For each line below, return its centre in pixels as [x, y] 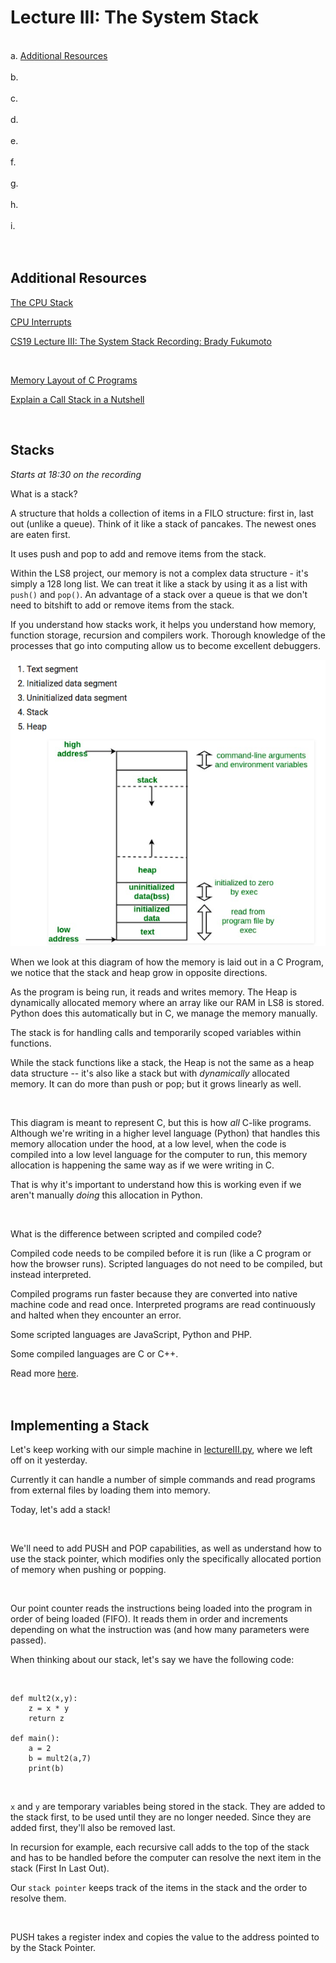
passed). [28, 1640]
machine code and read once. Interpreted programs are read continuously [163, 1304]
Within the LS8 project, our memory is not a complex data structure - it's [159, 573]
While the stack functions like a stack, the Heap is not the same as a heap [162, 1062]
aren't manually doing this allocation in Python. [106, 1195]
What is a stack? [44, 493]
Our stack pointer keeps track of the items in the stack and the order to [159, 1888]
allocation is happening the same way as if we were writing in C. [142, 1165]
